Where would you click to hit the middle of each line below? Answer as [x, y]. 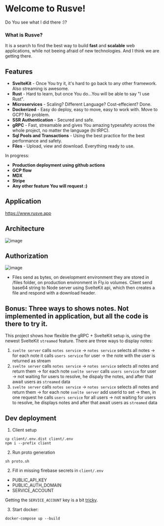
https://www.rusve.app [28, 213]
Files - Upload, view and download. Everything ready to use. [73, 146]
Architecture [25, 229]
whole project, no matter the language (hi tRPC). [61, 130]
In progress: [17, 156]
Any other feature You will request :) [50, 186]
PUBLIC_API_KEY [30, 480]
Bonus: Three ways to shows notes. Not [67, 308]
